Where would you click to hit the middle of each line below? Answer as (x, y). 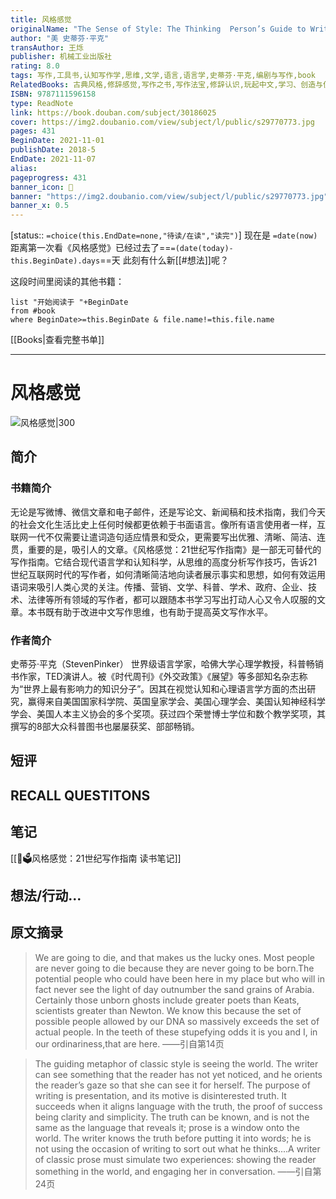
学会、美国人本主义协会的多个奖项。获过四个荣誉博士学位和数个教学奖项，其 (168, 714)
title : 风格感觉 (41, 19)
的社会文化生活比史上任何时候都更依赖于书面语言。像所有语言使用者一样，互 (168, 524)
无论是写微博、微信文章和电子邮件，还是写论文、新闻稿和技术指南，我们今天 (168, 512)
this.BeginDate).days (55, 261)
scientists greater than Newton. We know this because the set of (168, 1010)
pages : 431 (33, 131)
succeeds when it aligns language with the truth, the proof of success (178, 1106)
